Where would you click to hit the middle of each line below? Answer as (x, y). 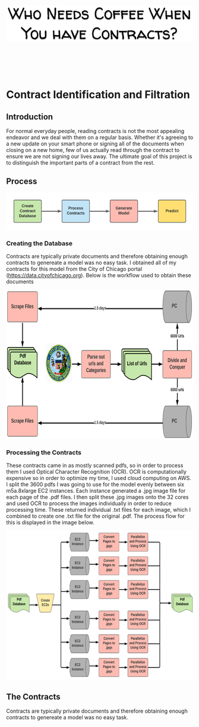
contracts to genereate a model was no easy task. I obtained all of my (91, 263)
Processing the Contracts (44, 453)
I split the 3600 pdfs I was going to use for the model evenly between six (95, 484)
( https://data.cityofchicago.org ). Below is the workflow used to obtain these (99, 276)
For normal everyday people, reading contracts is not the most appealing (95, 131)
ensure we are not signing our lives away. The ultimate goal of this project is (99, 156)
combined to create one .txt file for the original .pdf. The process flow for (96, 516)
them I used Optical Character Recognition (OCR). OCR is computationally (97, 472)
